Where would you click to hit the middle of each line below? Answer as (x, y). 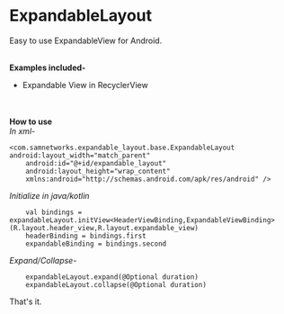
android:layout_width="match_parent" (80, 155)
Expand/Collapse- (43, 260)
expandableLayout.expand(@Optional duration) (112, 277)
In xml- (22, 130)
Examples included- (48, 67)
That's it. (26, 301)
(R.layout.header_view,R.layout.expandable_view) (104, 228)
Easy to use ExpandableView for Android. (86, 40)
